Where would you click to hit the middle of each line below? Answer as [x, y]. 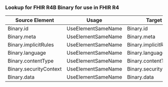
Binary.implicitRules [31, 45]
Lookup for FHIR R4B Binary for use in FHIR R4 [62, 7]
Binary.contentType [31, 61]
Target [154, 20]
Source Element [34, 20]
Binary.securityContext [35, 69]
